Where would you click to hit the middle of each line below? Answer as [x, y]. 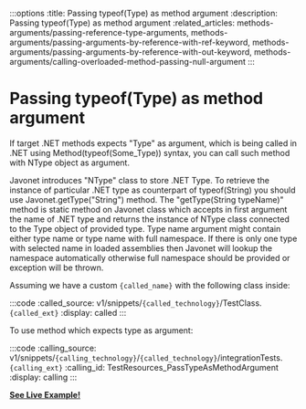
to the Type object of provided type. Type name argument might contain [145, 228]
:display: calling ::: [43, 377]
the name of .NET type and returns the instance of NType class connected [150, 219]
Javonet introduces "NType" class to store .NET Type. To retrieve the [139, 180]
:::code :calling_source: [53, 348]
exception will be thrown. [57, 267]
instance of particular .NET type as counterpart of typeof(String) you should [153, 190]
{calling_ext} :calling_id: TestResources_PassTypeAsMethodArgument [144, 367]
